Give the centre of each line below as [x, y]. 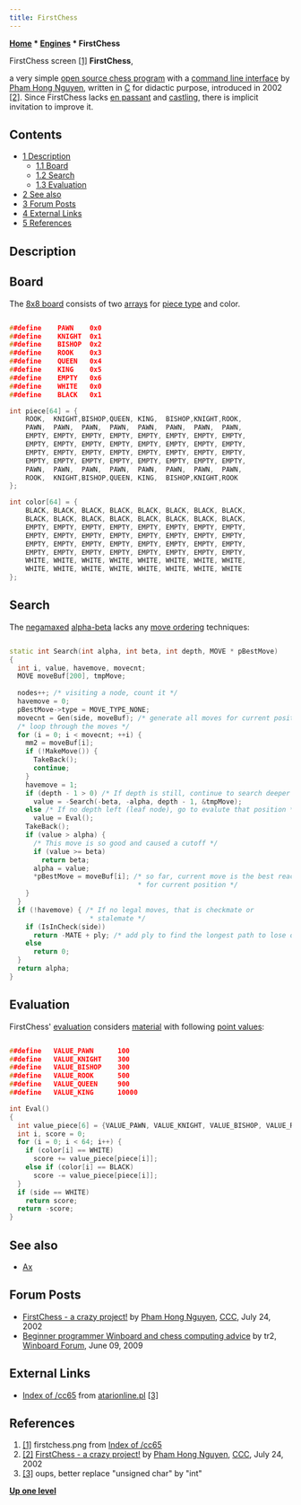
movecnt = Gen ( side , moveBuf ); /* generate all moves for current [144, 718]
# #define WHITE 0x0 [56, 386]
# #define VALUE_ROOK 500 [69, 1076]
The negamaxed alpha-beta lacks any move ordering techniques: [129, 627]
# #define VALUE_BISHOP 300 [69, 1068]
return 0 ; [51, 952]
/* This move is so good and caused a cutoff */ [125, 843]
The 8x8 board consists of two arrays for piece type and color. [125, 304]
